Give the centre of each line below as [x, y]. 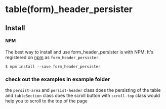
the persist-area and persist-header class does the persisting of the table [83, 90]
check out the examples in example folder [58, 79]
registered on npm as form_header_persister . [53, 57]
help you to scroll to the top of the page [46, 101]
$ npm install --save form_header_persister [53, 67]
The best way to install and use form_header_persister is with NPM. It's [79, 52]
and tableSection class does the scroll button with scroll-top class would [83, 96]
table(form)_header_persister [69, 9]
